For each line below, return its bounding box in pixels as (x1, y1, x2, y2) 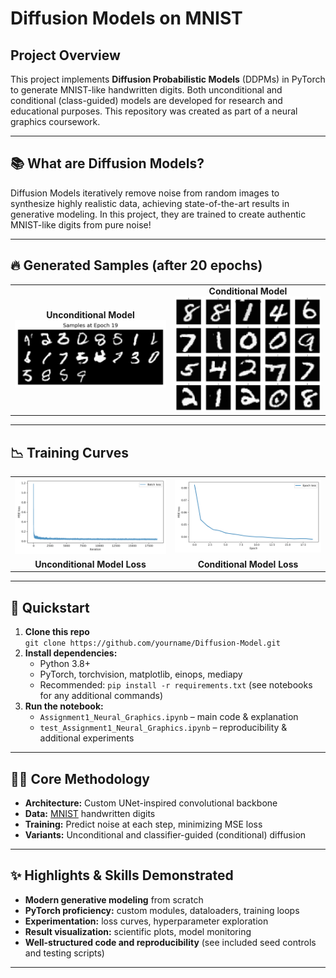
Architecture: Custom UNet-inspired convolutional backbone (24, 797, 278, 809)
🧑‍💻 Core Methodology (10, 770, 150, 787)
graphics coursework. (10, 116, 101, 127)
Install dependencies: (24, 647, 118, 659)
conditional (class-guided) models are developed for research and (10, 95, 283, 106)
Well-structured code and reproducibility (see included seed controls (24, 936, 317, 948)
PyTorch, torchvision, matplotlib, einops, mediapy (39, 668, 243, 681)
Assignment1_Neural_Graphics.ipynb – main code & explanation (39, 711, 299, 723)
